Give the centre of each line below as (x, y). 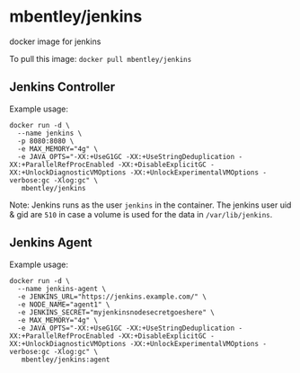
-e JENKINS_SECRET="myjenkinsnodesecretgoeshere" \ (116, 312)
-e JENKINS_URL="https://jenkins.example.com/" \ (112, 297)
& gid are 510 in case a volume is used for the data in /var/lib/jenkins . (141, 214)
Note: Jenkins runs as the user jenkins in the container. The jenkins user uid (150, 205)
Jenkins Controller (62, 87)
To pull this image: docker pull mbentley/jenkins (101, 58)
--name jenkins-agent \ (62, 289)
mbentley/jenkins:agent (66, 360)
